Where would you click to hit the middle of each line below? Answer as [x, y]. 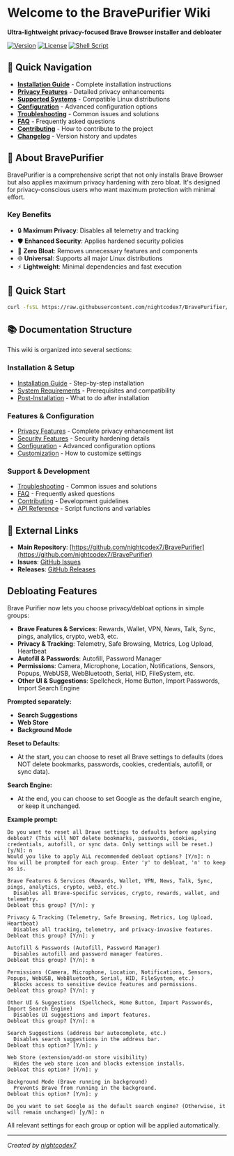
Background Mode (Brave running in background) [78, 1082]
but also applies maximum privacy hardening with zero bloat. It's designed [114, 182]
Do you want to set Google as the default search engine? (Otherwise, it [117, 1106]
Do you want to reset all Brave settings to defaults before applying [112, 832]
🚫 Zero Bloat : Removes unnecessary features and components [108, 251]
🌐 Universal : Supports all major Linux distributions [90, 258]
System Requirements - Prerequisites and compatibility [96, 390]
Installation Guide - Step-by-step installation [81, 383]
